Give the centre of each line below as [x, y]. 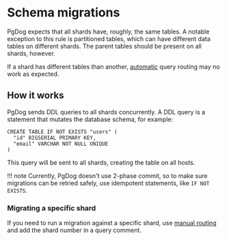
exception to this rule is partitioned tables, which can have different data [109, 38]
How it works [36, 96]
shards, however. [31, 53]
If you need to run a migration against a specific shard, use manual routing [112, 223]
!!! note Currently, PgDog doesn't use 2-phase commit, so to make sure [107, 175]
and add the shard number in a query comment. [75, 230]
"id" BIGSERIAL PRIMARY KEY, [55, 138]
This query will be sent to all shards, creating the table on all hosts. [101, 162]
